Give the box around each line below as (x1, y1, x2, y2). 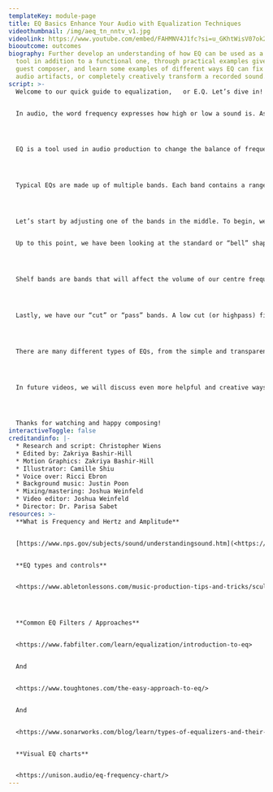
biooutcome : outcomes (8, 42, 82, 50)
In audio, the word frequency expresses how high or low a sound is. (15, 109, 256, 118)
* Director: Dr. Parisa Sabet (15, 503, 118, 511)
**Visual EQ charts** (15, 750, 89, 758)
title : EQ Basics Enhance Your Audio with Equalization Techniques (8, 20, 242, 28)
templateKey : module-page (8, 11, 96, 20)
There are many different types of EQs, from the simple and (15, 347, 227, 355)
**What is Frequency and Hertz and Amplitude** (15, 517, 180, 525)
